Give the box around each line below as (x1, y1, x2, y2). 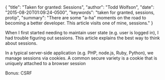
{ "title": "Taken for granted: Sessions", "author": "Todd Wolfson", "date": (5, 4, 155, 10)
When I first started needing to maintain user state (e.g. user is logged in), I (5, 30, 159, 35)
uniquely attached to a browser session (5, 61, 86, 66)
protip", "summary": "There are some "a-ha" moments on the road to (5, 15, 147, 20)
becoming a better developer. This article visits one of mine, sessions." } (5, 20, 153, 26)
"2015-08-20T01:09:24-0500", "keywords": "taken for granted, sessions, (5, 9, 155, 15)
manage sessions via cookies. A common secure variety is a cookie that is (5, 55, 158, 61)
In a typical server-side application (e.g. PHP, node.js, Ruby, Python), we (5, 50, 154, 56)
